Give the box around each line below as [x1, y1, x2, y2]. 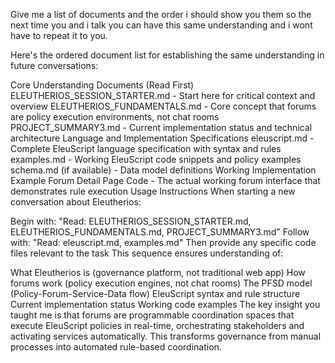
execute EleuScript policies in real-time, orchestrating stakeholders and [10, 320, 305, 331]
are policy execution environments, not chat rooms [10, 111, 220, 123]
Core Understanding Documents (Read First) [10, 79, 195, 91]
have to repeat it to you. [10, 30, 108, 41]
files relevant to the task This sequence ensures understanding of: [10, 247, 284, 259]
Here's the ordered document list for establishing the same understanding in [10, 49, 325, 61]
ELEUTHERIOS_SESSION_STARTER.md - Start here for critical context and [10, 90, 316, 101]
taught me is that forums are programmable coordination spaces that [10, 309, 295, 321]
